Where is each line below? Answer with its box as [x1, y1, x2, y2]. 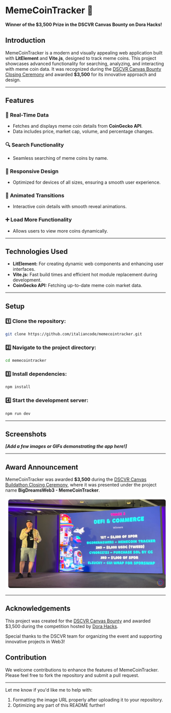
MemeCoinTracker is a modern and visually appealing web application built [5, 49, 163, 55]
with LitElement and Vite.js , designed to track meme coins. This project [5, 55, 157, 61]
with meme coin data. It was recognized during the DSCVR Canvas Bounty [5, 66, 161, 72]
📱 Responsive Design [5, 167, 59, 175]
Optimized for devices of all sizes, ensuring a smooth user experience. [12, 179, 161, 185]
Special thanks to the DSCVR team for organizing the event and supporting [5, 633, 162, 639]
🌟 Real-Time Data [5, 111, 49, 119]
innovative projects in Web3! [5, 638, 65, 644]
